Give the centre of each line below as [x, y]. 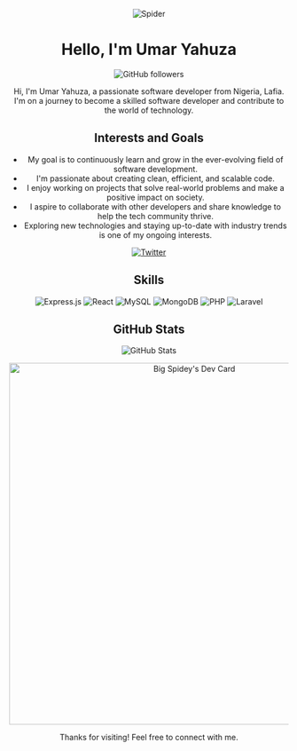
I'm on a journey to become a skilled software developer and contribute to [149, 100]
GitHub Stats [149, 329]
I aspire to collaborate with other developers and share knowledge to [156, 206]
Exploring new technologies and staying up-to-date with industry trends [156, 225]
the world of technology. [149, 110]
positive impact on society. [156, 197]
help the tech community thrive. [156, 216]
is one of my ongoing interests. [156, 234]
